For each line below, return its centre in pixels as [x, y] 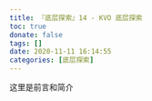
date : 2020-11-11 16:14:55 [61, 52]
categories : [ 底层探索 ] [51, 60]
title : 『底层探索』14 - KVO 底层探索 [76, 18]
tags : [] [26, 43]
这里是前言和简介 [41, 87]
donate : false [36, 35]
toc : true [28, 26]
